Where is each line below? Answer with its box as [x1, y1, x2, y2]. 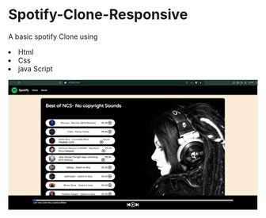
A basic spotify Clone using [8, 32, 98, 41]
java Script [18, 63, 53, 73]
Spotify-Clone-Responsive [8, 6, 188, 24]
